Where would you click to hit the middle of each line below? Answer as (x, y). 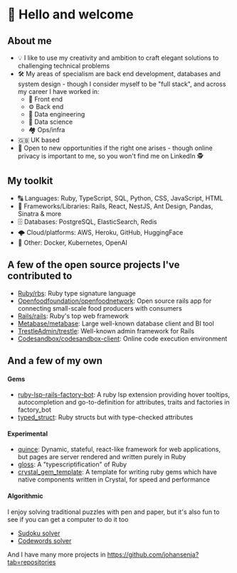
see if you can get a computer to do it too (68, 519)
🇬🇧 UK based (38, 140)
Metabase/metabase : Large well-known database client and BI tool (116, 323)
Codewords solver (44, 540)
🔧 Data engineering (57, 114)
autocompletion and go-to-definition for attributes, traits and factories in (123, 402)
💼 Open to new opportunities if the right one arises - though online (115, 148)
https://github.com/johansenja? (153, 555)
